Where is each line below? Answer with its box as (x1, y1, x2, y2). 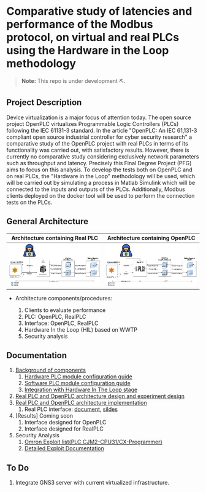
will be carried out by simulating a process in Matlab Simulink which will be (6, 179, 196, 186)
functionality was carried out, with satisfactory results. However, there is (6, 146, 189, 154)
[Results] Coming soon (15, 412, 74, 420)
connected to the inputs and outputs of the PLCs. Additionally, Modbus (6, 185, 185, 193)
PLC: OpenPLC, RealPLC (24, 313, 86, 320)
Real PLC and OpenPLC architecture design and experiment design (15, 392, 185, 400)
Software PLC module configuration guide (24, 380, 131, 387)
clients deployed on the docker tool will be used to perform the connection (6, 192, 195, 199)
